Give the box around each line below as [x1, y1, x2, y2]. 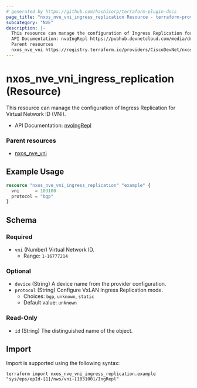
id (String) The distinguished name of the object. [14, 327, 133, 334]
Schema [6, 215, 37, 225]
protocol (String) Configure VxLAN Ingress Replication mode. [14, 286, 164, 294]
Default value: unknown [23, 299, 77, 306]
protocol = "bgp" [11, 193, 54, 199]
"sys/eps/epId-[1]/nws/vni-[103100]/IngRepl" [6, 376, 119, 382]
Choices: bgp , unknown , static [23, 293, 94, 300]
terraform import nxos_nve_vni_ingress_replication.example [6, 371, 157, 377]
